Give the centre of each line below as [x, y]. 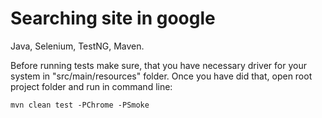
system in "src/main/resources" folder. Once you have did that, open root [161, 76]
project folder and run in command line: [91, 86]
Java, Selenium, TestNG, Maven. [77, 46]
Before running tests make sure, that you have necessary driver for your [158, 65]
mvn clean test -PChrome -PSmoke [80, 105]
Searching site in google [113, 18]
